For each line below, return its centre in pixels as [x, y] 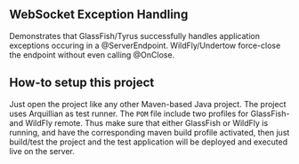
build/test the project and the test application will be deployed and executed [149, 142]
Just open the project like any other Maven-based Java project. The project [148, 104]
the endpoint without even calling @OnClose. [92, 55]
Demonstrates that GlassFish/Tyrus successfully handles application [135, 35]
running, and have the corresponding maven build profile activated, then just [149, 132]
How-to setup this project [82, 83]
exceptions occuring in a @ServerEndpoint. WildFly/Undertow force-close [145, 45]
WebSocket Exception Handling [99, 15]
